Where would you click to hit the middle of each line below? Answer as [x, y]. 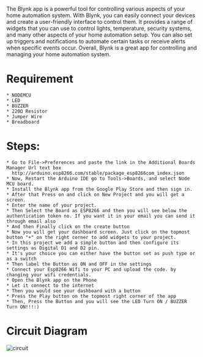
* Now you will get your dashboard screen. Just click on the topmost [98, 232]
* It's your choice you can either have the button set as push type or [101, 253]
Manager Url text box [34, 167]
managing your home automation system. [59, 54]
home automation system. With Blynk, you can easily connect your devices [101, 15]
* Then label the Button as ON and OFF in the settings [79, 264]
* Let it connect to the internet [50, 285]
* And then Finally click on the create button [68, 226]
